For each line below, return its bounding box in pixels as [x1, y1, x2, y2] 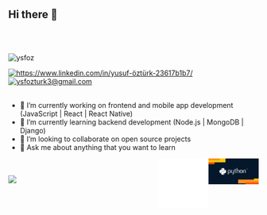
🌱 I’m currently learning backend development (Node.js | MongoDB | [19, 117, 244, 127]
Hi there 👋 [8, 8, 58, 21]
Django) [19, 125, 46, 135]
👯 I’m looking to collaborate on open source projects [19, 134, 192, 144]
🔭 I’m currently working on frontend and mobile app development [19, 100, 234, 109]
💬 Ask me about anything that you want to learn [19, 142, 176, 152]
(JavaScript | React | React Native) [19, 109, 133, 118]
